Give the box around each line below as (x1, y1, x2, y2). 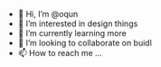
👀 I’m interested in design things (17, 18, 138, 29)
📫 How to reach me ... (17, 48, 102, 58)
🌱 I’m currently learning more (17, 28, 127, 38)
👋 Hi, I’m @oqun (17, 9, 79, 19)
